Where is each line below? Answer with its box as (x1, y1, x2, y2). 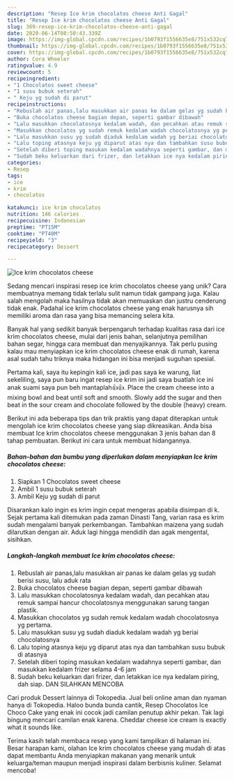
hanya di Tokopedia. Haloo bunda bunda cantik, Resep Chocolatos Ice (7, 701, 209, 710)
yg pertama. (17, 621, 52, 629)
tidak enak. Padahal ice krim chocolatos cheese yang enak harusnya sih (7, 304, 214, 312)
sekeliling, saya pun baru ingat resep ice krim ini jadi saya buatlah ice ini (7, 376, 214, 384)
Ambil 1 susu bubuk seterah (17, 485, 97, 494)
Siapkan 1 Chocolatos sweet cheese (17, 477, 121, 486)
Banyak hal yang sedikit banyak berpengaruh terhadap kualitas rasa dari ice (7, 325, 225, 333)
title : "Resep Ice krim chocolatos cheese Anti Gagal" (7, 17, 170, 24)
